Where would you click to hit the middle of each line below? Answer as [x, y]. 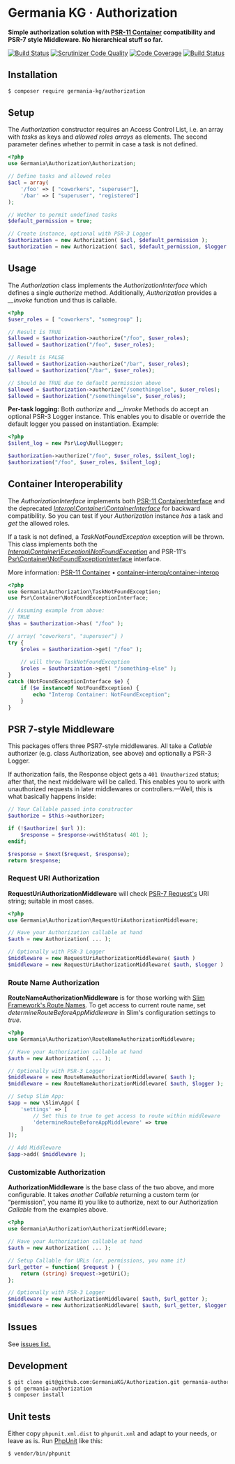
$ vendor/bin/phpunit [39, 1454]
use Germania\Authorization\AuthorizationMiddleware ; [88, 1229]
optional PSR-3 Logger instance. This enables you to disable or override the [117, 417]
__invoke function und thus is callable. [62, 300]
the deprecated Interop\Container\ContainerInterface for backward [104, 508]
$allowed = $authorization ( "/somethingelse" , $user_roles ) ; [97, 396]
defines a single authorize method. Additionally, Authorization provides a [113, 292]
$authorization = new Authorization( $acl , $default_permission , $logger [117, 247]
